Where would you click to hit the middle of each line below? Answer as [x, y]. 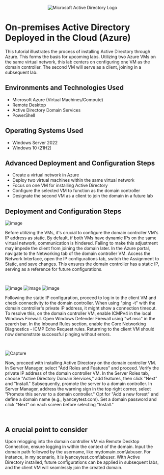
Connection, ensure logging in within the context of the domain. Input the [79, 447]
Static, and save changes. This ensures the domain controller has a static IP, [82, 264]
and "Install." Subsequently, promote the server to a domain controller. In [79, 384]
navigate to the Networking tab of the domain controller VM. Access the [78, 253]
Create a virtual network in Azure [46, 175]
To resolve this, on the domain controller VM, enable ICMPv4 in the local [78, 313]
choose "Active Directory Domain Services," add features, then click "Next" [81, 379]
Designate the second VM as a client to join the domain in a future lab [82, 196]
